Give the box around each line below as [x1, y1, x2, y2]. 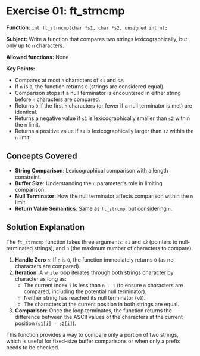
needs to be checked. [6, 343, 60, 351]
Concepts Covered [6, 151, 77, 161]
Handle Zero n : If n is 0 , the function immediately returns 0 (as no [14, 256, 174, 263]
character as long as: [14, 275, 67, 282]
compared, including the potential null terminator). [23, 288, 147, 295]
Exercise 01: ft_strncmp [6, 4, 125, 18]
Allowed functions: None [6, 53, 69, 60]
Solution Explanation [6, 222, 85, 232]
